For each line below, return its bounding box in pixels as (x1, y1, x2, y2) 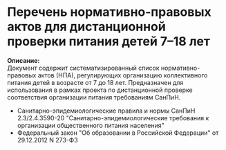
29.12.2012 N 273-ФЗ (17, 135, 78, 144)
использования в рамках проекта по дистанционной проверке (7, 86, 194, 94)
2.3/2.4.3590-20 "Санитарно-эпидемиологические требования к (17, 113, 209, 122)
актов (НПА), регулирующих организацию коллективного (37, 71, 208, 79)
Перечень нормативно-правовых (7, 4, 212, 20)
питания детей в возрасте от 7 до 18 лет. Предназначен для (7, 78, 184, 86)
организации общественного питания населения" (17, 121, 164, 129)
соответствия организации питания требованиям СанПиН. (7, 93, 181, 101)
